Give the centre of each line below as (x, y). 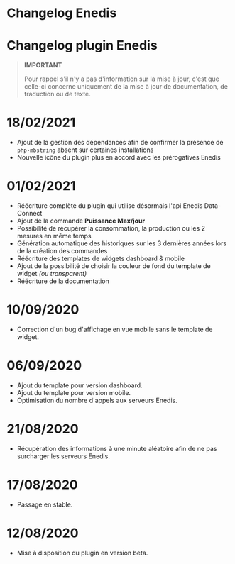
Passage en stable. (45, 504)
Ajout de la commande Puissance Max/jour (81, 221)
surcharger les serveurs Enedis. (64, 456)
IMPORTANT (43, 65)
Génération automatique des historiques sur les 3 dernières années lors (122, 243)
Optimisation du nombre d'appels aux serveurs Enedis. (97, 400)
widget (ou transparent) (52, 273)
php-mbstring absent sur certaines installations (85, 150)
